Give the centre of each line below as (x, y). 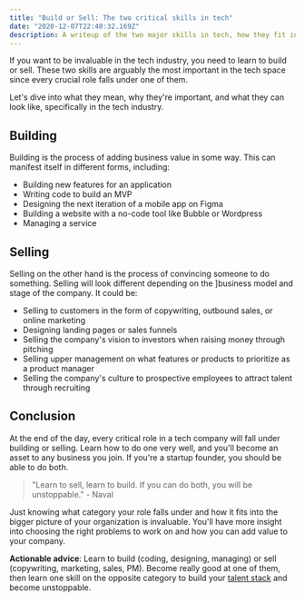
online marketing (54, 320)
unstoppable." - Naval (72, 494)
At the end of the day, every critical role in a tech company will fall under (145, 438)
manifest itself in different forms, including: (90, 167)
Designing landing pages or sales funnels (100, 330)
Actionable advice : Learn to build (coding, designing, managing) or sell (143, 558)
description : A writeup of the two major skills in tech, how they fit (148, 35)
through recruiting (56, 388)
